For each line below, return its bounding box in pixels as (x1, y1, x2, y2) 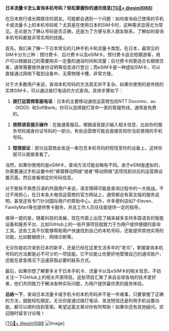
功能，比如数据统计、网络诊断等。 (5, 234, 76, 240)
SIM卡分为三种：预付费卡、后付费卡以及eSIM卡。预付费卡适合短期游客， (5, 51, 156, 58)
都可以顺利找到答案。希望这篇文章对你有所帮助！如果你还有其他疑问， (14, 304, 159, 310)
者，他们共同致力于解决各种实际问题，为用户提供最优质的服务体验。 (5, 281, 146, 287)
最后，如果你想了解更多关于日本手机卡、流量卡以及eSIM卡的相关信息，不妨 (5, 268, 161, 274)
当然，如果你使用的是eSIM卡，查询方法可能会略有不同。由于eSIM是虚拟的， (5, 162, 163, 168)
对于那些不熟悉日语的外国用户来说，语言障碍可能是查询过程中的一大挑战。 (5, 185, 159, 191)
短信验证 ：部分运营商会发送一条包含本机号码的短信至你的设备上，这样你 (12, 145, 162, 151)
